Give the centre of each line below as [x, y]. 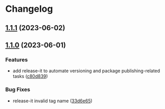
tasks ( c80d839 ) [30, 76]
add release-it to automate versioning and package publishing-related [86, 71]
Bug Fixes [18, 90]
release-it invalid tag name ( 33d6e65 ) [53, 101]
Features [17, 59]
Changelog [29, 9]
